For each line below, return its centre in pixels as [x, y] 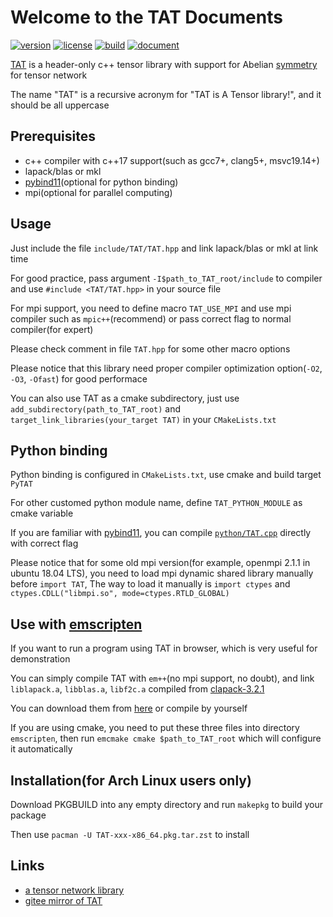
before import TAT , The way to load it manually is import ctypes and [150, 584]
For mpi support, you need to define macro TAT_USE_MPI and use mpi [151, 308]
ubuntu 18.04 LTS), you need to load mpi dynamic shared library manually [162, 573]
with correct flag [44, 543]
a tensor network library [74, 890]
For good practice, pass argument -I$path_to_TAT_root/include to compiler [166, 278]
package [28, 815]
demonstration [40, 659]
